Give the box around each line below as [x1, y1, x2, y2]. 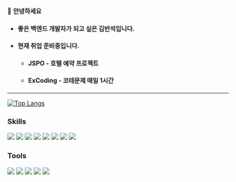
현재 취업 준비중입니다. [17, 41, 79, 50]
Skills [7, 116, 27, 126]
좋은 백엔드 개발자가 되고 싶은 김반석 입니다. [17, 24, 135, 32]
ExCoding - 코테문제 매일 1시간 [27, 77, 114, 85]
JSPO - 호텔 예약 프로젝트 [27, 59, 99, 67]
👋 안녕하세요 [7, 7, 42, 15]
